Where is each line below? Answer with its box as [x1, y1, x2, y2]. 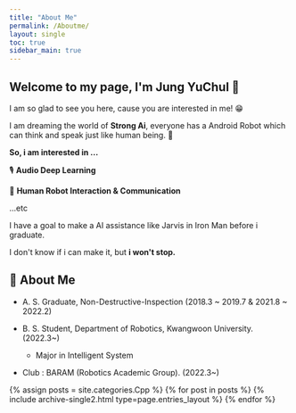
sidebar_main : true [9, 46, 82, 55]
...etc [9, 202, 29, 213]
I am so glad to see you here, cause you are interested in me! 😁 [9, 103, 243, 113]
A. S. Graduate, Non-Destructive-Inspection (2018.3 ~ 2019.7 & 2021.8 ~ [21, 296, 288, 307]
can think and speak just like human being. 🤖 [9, 129, 174, 140]
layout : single [9, 29, 66, 38]
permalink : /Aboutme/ [9, 21, 90, 30]
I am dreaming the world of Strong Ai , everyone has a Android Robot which [9, 120, 286, 130]
